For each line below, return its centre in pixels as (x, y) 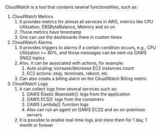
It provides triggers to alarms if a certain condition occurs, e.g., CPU (88, 47)
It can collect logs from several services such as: (68, 89)
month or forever (36, 125)
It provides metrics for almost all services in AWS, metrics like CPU (86, 22)
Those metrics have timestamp (50, 32)
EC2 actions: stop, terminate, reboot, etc (67, 73)
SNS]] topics (32, 58)
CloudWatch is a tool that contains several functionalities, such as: (72, 7)
